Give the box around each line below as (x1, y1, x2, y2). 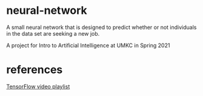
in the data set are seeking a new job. (6, 30, 100, 37)
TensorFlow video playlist (6, 83, 70, 90)
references (6, 63, 63, 77)
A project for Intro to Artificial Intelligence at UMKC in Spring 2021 (6, 42, 170, 49)
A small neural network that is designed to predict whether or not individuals (6, 24, 197, 31)
